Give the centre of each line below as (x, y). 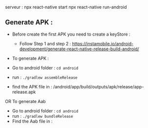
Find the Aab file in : (32, 121)
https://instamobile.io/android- (103, 43)
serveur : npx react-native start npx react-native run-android (66, 7)
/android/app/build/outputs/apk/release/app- (98, 86)
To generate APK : (30, 58)
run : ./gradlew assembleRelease (45, 77)
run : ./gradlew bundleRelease (42, 116)
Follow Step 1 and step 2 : (45, 43)
